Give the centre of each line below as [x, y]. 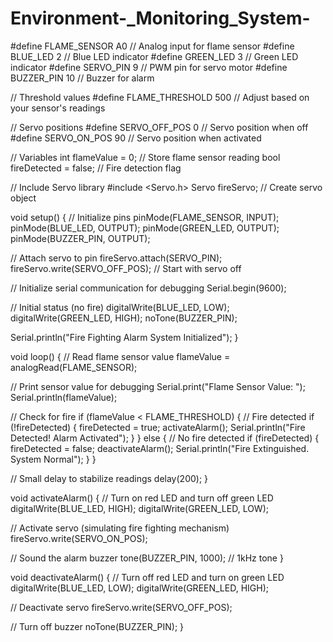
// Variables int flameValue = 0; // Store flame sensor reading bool [145, 157]
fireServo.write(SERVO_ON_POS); [79, 538]
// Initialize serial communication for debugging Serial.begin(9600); [148, 288]
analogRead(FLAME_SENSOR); [74, 367]
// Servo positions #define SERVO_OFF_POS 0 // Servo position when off [159, 127]
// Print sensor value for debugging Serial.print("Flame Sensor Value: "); [158, 386]
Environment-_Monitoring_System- [160, 18]
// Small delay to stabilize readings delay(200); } [109, 478]
